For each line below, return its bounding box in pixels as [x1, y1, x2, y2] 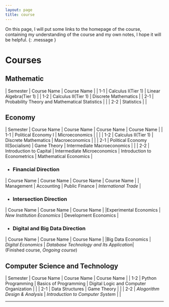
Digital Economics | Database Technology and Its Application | [5, 242, 134, 248]
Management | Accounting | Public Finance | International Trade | [5, 183, 141, 189]
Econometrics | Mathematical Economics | [5, 153, 93, 160]
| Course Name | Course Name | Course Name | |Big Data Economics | [5, 236, 151, 242]
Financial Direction [12, 166, 60, 173]
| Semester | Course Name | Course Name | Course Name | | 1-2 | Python [5, 275, 157, 281]
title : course [5, 12, 35, 17]
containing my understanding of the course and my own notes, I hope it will [5, 31, 161, 37]
